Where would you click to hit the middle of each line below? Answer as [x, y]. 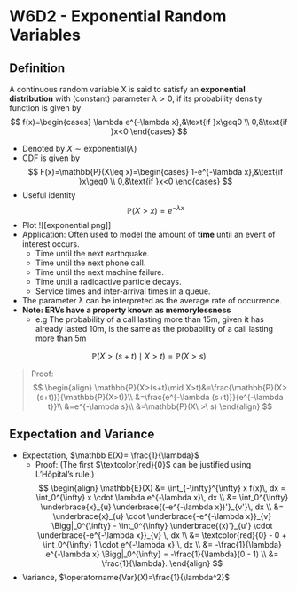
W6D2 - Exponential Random [118, 16]
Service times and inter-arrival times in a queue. [123, 291]
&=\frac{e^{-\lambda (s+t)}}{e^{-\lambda [209, 397]
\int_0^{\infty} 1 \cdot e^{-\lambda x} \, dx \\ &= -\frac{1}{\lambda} [162, 545]
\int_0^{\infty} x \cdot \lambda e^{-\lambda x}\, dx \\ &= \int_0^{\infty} [162, 498]
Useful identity [49, 195]
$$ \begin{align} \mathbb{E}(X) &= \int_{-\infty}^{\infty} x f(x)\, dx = [162, 488]
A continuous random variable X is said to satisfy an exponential [127, 89]
